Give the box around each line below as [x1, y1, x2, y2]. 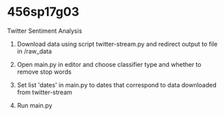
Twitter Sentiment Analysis [7, 27, 83, 35]
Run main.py [16, 101, 53, 109]
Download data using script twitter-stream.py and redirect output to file [16, 40, 218, 48]
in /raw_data [16, 47, 53, 55]
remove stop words [16, 68, 72, 76]
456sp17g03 [7, 4, 80, 20]
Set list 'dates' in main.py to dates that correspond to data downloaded [16, 81, 217, 89]
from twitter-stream [16, 88, 73, 96]
